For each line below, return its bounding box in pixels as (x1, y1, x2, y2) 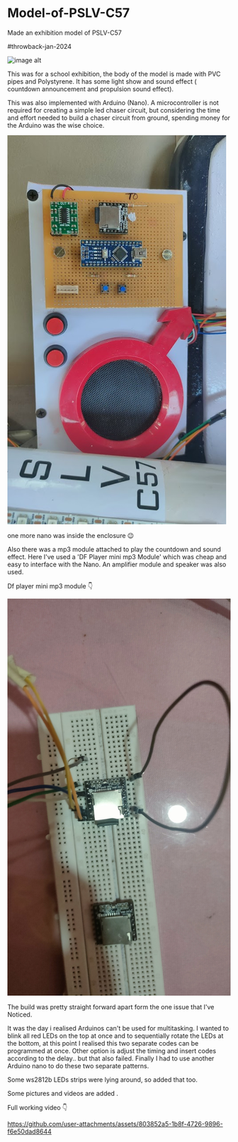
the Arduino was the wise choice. (7, 121, 105, 129)
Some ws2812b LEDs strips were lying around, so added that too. (7, 1075, 198, 1084)
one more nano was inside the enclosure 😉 (7, 531, 135, 539)
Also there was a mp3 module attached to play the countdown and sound (7, 544, 222, 554)
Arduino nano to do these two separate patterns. (7, 1061, 149, 1070)
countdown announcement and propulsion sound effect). (7, 84, 174, 93)
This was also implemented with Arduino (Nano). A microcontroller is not (7, 98, 220, 107)
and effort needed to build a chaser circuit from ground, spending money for (7, 113, 230, 122)
